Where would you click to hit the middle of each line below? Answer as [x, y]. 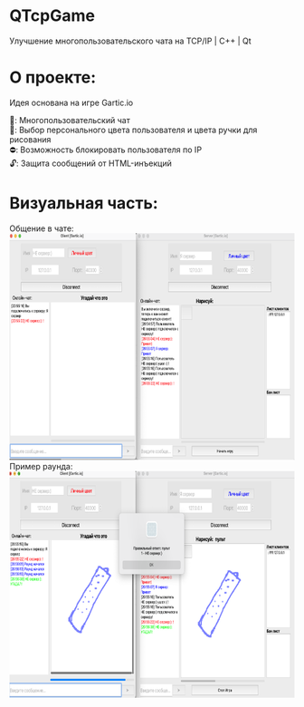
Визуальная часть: [84, 203]
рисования [30, 139]
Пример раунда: [41, 466]
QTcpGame [52, 16]
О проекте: [53, 77]
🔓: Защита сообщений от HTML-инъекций [90, 163]
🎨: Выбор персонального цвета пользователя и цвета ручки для [133, 130]
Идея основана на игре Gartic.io [71, 102]
